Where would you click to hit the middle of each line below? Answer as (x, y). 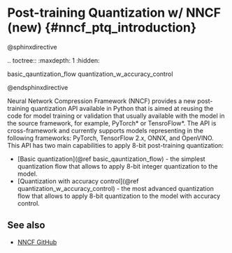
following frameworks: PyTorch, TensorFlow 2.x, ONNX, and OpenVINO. (111, 138)
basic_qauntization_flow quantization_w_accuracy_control (90, 74)
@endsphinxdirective (38, 87)
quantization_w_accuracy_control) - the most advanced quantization (116, 188)
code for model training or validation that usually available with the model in (116, 116)
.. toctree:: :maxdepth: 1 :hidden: (53, 60)
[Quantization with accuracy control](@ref (78, 181)
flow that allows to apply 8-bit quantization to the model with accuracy (119, 196)
